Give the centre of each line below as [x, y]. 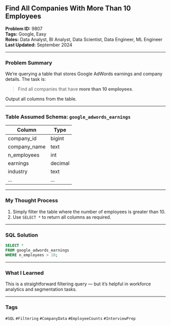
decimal [60, 163]
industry [18, 171]
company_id [22, 138]
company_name [27, 147]
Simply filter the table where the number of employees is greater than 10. [89, 212]
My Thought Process [32, 200]
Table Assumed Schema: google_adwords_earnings [68, 117]
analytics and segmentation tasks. [41, 289]
